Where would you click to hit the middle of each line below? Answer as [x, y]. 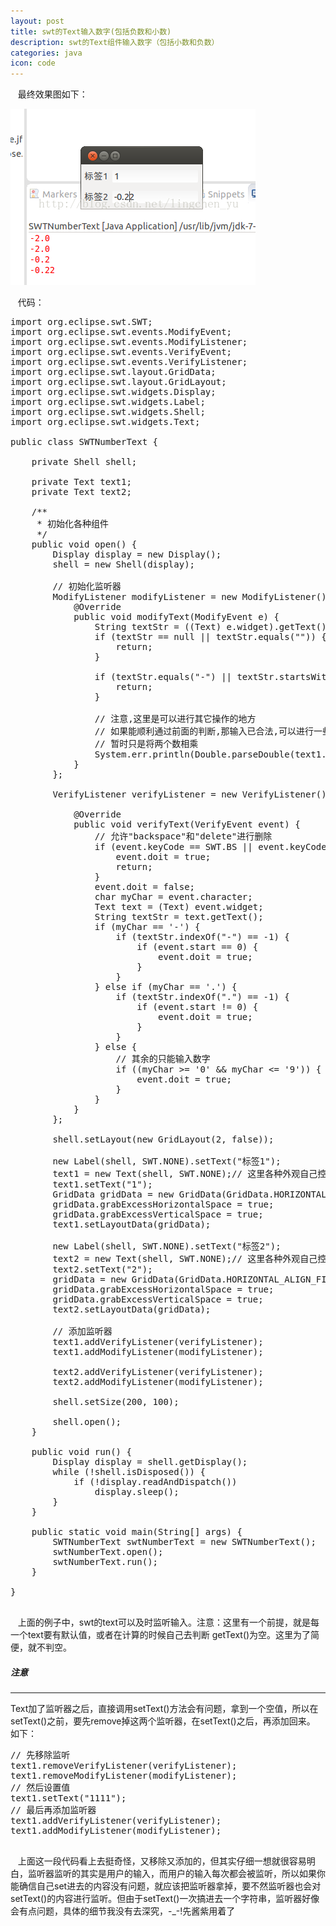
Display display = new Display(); [137, 554]
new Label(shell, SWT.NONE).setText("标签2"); [167, 1246]
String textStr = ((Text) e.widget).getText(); [213, 627]
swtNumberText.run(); [105, 1562]
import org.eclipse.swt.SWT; [81, 322]
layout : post [37, 21]
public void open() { [84, 544]
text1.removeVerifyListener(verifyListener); [124, 1766]
